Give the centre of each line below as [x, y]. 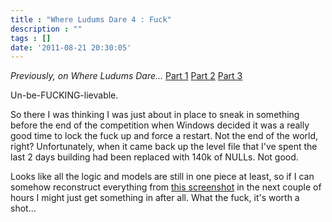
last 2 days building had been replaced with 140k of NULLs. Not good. [154, 157]
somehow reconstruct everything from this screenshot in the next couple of [166, 187]
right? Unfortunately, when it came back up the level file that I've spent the [164, 147]
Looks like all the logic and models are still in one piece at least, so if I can [162, 177]
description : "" [46, 29]
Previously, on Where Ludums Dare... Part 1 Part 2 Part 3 [126, 76]
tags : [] [31, 38]
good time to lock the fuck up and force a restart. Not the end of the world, [164, 136]
